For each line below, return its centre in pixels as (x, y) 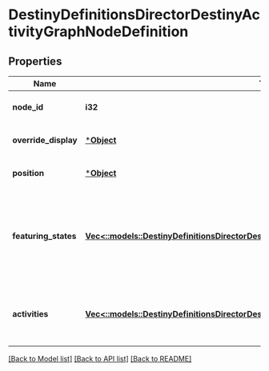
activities (30, 314)
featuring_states (44, 236)
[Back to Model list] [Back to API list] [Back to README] (100, 359)
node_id (28, 107)
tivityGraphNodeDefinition (98, 32)
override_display (45, 140)
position (28, 173)
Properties (35, 61)
